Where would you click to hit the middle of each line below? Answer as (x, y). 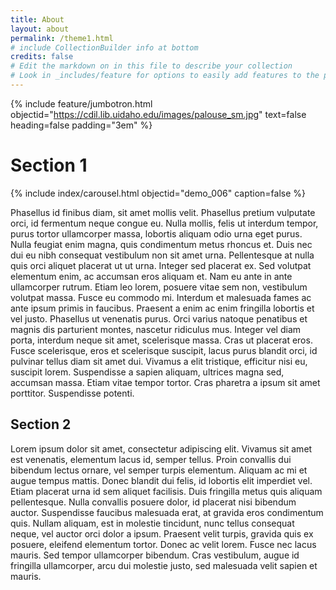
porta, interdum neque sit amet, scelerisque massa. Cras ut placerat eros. (161, 340)
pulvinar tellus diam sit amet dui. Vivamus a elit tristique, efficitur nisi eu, (159, 361)
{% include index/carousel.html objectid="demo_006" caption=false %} (158, 193)
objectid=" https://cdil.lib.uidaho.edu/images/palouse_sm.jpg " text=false (158, 114)
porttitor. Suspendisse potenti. (72, 393)
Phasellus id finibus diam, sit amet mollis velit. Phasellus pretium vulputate (163, 212)
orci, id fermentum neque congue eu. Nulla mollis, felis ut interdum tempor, (164, 223)
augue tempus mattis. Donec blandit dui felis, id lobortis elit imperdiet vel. (161, 480)
